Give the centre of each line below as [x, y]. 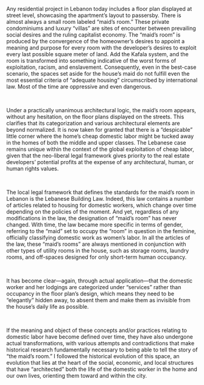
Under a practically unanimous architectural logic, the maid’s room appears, [101, 110]
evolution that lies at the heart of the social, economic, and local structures [100, 363]
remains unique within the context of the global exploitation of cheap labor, [100, 149]
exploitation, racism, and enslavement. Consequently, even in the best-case [101, 67]
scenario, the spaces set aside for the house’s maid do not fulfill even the [98, 74]
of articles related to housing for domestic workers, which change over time [101, 205]
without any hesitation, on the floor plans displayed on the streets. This [95, 117]
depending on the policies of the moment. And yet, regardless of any [93, 212]
